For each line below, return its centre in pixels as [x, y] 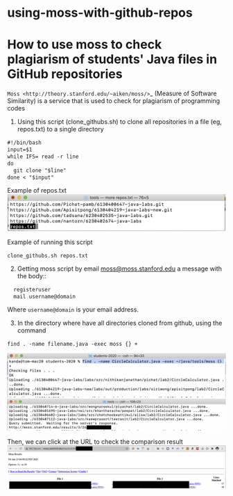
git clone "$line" [40, 171]
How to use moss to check [85, 45]
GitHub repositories [65, 74]
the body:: [32, 276]
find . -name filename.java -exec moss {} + [72, 344]
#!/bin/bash [24, 143]
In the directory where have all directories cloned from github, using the [120, 323]
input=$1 [20, 150]
